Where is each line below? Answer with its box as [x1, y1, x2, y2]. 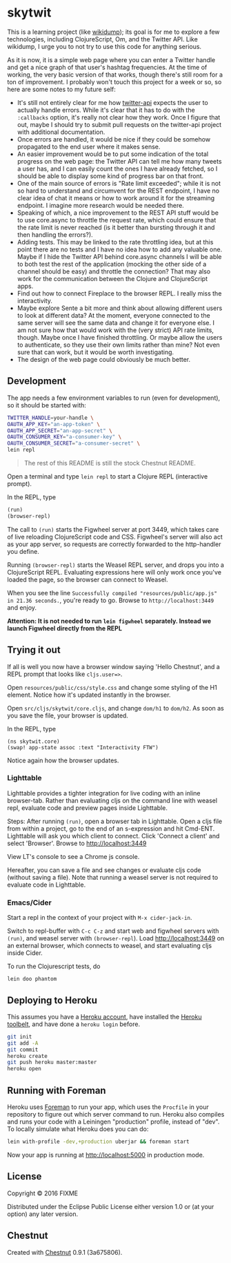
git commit [7, 1046, 39, 1053]
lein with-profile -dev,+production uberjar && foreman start [7, 1138, 190, 1146]
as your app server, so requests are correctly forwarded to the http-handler [7, 540, 221, 548]
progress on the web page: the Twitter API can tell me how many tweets [17, 157, 222, 165]
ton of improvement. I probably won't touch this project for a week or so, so [7, 77, 222, 86]
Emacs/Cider [7, 898, 52, 907]
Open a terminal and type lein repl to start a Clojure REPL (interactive [7, 472, 208, 481]
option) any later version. [7, 1210, 78, 1218]
